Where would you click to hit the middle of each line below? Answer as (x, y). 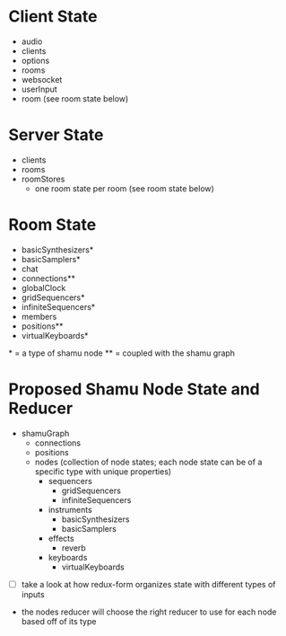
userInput (39, 89)
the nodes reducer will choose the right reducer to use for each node (149, 612)
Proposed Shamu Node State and (134, 389)
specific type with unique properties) (103, 471)
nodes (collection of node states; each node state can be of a (148, 462)
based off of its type (59, 621)
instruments (70, 509)
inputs (33, 594)
